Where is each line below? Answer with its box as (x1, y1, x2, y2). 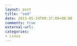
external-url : (5, 25, 34, 30)
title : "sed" (5, 11, 31, 16)
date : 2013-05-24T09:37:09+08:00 (5, 16, 73, 21)
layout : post (5, 7, 31, 12)
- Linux (5, 34, 21, 39)
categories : (5, 29, 29, 34)
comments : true (5, 20, 36, 25)
